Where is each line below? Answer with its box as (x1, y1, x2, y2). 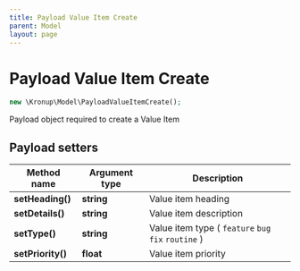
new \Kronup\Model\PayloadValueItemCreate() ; (9, 97, 181, 107)
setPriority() (13, 248, 67, 259)
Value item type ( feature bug (148, 222, 271, 233)
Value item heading (148, 193, 230, 205)
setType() (13, 227, 56, 240)
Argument (88, 166, 134, 179)
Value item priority (148, 248, 226, 259)
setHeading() (13, 193, 71, 205)
